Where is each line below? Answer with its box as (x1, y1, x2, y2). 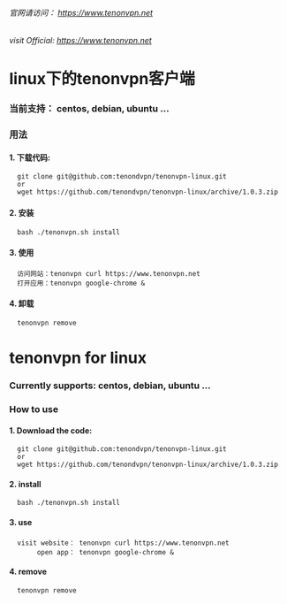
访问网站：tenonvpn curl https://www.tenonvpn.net (17, 269, 200, 278)
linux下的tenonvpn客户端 (9, 69, 196, 89)
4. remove (9, 566, 47, 577)
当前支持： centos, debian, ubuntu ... (9, 103, 170, 115)
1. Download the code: (9, 424, 93, 436)
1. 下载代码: (9, 152, 51, 163)
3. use (9, 517, 33, 528)
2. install (9, 478, 42, 489)
